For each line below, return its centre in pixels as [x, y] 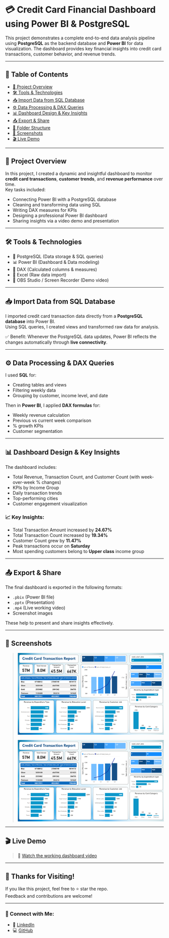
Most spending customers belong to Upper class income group [78, 551]
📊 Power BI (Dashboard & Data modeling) [56, 262]
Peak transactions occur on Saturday [51, 546]
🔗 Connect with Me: [30, 914]
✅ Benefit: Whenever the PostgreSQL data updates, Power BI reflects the [81, 337]
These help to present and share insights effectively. [60, 623]
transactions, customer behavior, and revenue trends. [61, 54]
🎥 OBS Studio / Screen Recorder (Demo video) [61, 280]
